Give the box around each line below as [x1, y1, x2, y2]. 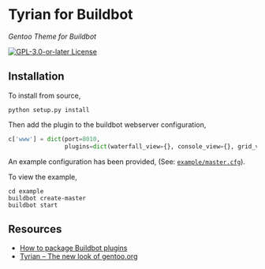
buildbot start [8, 201, 58, 209]
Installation [8, 69, 65, 84]
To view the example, [8, 172, 77, 181]
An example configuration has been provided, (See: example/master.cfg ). [8, 156, 246, 166]
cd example [8, 187, 44, 195]
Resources [8, 222, 62, 236]
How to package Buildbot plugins [19, 243, 128, 253]
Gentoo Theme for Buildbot [8, 32, 97, 41]
